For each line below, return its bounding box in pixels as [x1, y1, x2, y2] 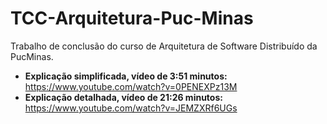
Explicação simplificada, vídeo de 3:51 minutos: [24, 70, 228, 82]
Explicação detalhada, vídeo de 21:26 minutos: [24, 91, 223, 103]
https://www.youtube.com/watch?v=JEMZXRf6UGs [24, 102, 238, 114]
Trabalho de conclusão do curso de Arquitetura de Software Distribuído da [10, 40, 318, 52]
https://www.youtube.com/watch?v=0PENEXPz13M [24, 80, 238, 92]
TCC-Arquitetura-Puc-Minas [10, 7, 254, 30]
